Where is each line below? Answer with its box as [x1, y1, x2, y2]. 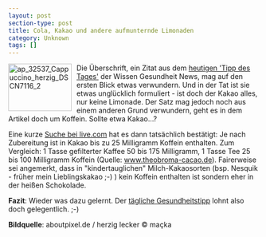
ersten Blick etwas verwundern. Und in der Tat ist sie [76, 81, 250, 90]
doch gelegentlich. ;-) [8, 204, 80, 214]
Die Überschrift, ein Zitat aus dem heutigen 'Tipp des [76, 63, 251, 73]
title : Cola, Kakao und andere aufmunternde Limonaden [8, 26, 194, 34]
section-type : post [8, 19, 73, 27]
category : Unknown [8, 34, 69, 42]
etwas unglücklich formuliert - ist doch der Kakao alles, [76, 89, 258, 98]
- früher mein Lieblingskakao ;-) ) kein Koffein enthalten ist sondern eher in [8, 172, 254, 182]
